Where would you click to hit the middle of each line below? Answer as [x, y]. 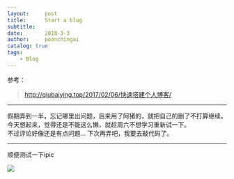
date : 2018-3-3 [39, 33]
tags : [15, 53]
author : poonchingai [43, 40]
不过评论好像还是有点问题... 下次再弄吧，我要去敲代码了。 [90, 133]
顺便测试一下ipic [31, 155]
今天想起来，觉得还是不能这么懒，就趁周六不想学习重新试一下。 [99, 124]
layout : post [32, 14]
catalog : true [28, 46]
